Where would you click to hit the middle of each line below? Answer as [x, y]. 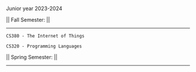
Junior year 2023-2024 [34, 8]
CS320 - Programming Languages [44, 46]
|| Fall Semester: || [28, 20]
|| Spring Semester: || [32, 57]
